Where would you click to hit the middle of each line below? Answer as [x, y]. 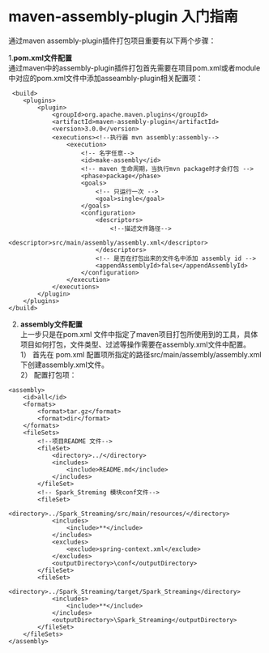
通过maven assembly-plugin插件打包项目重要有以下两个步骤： [112, 41]
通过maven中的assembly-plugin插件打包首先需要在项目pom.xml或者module [134, 68]
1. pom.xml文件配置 [41, 58]
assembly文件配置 [51, 324]
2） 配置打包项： [48, 374]
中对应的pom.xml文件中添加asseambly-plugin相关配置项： [106, 78]
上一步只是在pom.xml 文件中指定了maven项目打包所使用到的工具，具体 [139, 334]
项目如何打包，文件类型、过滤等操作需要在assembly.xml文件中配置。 [135, 344]
